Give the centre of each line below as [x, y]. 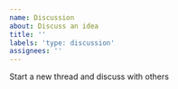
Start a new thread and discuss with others [89, 76]
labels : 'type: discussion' [62, 43]
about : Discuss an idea [54, 26]
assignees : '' [36, 51]
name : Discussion [42, 18]
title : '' [28, 34]
